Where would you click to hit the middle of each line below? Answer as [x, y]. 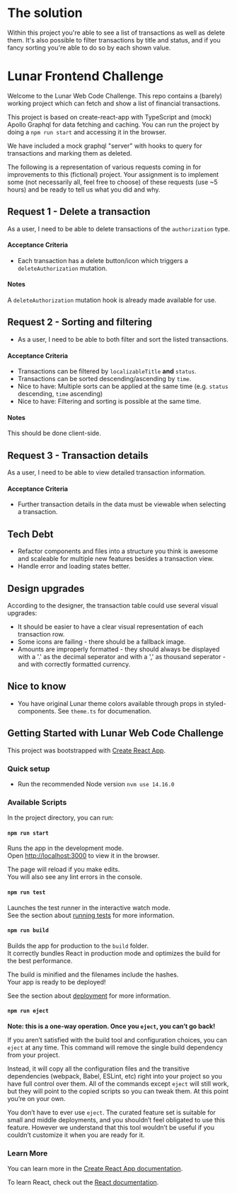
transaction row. [41, 634]
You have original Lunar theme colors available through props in [110, 703]
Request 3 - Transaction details [78, 455]
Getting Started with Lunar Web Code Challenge [116, 733]
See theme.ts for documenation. [105, 711]
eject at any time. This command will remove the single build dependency [115, 1047]
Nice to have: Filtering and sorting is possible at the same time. [109, 402]
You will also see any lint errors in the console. [75, 877]
